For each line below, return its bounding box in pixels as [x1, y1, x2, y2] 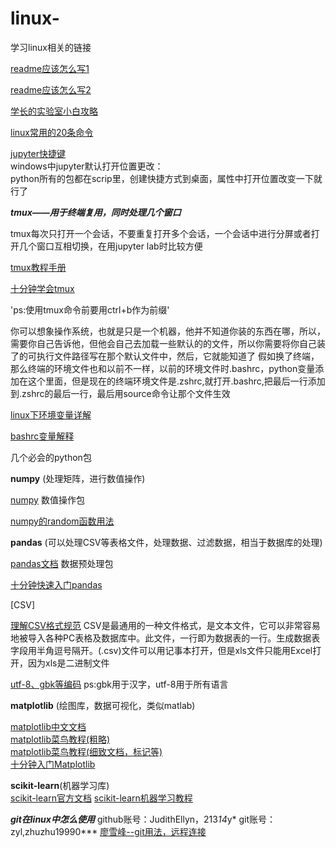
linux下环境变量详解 [10, 408, 92, 421]
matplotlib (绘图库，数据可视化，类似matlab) [10, 699, 196, 711]
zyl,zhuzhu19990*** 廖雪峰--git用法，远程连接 [10, 825, 207, 837]
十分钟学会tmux [10, 282, 75, 294]
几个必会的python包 [10, 451, 92, 463]
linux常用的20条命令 [10, 126, 94, 138]
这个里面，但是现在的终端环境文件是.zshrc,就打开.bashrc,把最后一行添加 [27, 375, 326, 387]
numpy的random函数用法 [10, 515, 115, 527]
